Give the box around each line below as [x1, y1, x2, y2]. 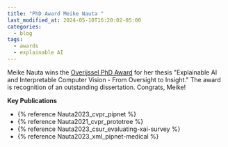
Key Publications [7, 96, 58, 105]
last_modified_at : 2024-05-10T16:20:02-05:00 [7, 17, 141, 24]
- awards [13, 42, 39, 49]
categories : [7, 23, 42, 30]
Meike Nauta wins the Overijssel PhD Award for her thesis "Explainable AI [7, 68, 218, 77]
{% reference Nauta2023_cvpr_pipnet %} [17, 109, 137, 118]
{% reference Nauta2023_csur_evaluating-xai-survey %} [17, 125, 181, 133]
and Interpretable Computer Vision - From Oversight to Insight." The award [7, 75, 221, 84]
